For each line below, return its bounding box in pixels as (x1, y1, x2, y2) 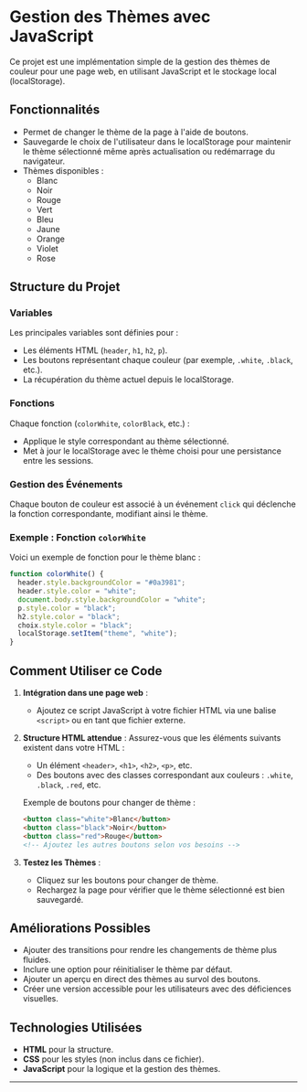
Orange (36, 233, 66, 244)
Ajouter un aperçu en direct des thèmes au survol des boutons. (22, 974, 260, 985)
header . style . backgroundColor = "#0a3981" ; (17, 578, 185, 587)
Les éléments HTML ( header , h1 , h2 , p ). (22, 345, 168, 356)
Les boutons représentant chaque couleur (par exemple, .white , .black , (22, 355, 294, 366)
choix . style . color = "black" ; (17, 620, 132, 630)
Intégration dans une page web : (22, 688, 149, 699)
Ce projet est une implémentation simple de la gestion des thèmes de (9, 56, 270, 67)
